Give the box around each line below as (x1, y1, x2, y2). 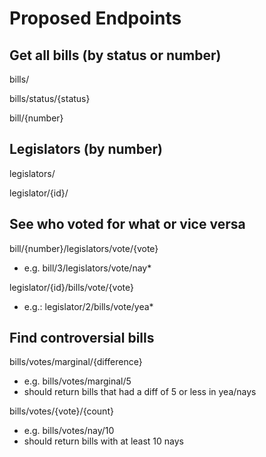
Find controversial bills (9, 330, 155, 347)
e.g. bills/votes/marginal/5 (23, 375, 132, 387)
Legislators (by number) (9, 141, 163, 158)
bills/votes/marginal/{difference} (9, 356, 143, 368)
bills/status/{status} (9, 93, 91, 104)
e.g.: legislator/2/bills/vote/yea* (23, 300, 154, 312)
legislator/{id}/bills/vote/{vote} (9, 281, 134, 293)
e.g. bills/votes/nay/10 (23, 425, 115, 437)
